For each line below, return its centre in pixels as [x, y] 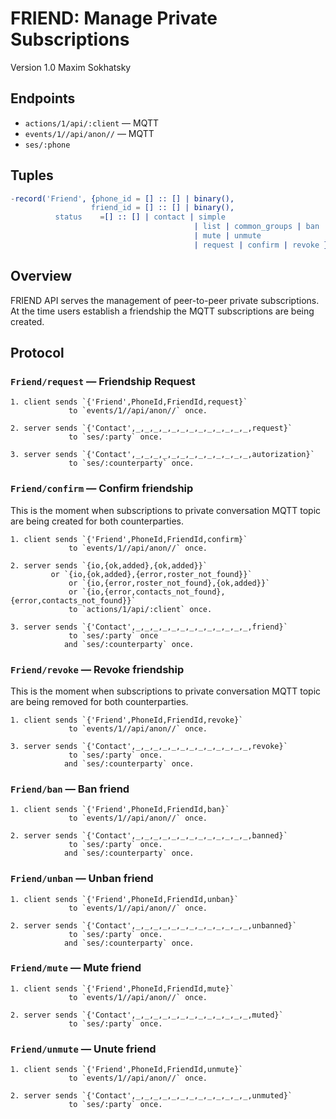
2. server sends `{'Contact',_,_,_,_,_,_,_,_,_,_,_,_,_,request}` [151, 428]
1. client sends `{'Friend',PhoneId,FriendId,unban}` [125, 899]
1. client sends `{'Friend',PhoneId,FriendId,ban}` [120, 810]
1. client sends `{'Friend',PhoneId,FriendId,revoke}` [127, 720]
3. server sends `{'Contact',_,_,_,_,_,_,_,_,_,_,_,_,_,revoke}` [149, 746]
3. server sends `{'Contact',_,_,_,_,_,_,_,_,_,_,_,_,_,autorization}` [162, 455]
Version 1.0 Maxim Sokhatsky [71, 67]
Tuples [32, 175]
